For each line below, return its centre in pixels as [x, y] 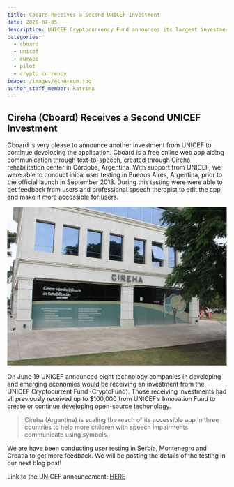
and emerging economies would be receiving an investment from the [106, 384]
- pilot [25, 66]
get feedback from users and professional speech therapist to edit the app [114, 190]
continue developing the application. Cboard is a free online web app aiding [116, 153]
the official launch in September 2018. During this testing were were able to [115, 182]
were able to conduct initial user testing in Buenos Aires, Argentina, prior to [115, 175]
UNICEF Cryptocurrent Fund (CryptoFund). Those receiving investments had [117, 391]
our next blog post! [34, 463]
